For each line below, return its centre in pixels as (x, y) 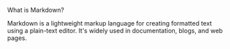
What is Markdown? (36, 10)
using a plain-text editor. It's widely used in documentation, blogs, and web (115, 31)
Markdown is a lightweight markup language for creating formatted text (110, 23)
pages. (17, 38)
